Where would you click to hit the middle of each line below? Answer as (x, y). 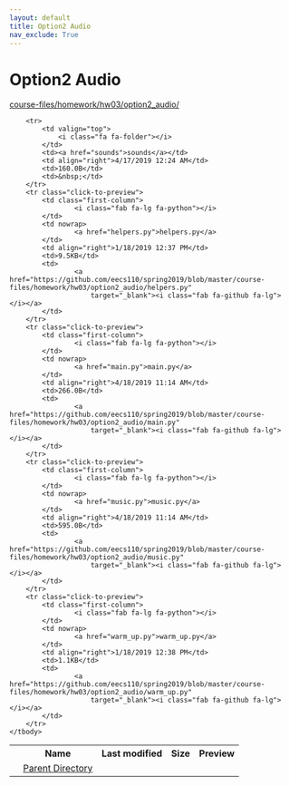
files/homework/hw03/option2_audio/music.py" (96, 558)
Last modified (132, 753)
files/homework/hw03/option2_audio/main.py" (95, 422)
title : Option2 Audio (50, 26)
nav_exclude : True (44, 34)
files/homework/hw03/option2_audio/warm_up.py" (101, 693)
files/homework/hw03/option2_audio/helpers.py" (101, 288)
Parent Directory (58, 769)
